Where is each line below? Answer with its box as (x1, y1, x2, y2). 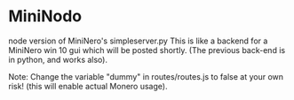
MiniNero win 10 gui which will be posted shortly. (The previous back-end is (8, 44, 286, 55)
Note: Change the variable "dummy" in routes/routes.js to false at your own (8, 71, 284, 81)
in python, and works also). (8, 54, 108, 65)
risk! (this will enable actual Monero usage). (8, 81, 168, 91)
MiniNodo (8, 6, 83, 27)
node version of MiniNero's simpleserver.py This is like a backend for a (8, 35, 268, 46)
